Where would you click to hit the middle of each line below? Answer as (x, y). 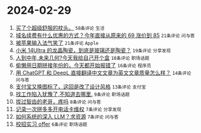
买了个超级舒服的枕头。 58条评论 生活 (60, 28)
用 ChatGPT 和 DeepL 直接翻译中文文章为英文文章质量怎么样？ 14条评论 (103, 72)
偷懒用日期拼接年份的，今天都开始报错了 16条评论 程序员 (83, 65)
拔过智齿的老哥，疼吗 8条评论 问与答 (58, 101)
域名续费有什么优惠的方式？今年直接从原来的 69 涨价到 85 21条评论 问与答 (105, 35)
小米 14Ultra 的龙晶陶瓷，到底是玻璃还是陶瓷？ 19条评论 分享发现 (93, 50)
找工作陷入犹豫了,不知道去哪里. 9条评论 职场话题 (73, 94)
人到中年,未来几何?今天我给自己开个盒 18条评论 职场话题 (82, 58)
